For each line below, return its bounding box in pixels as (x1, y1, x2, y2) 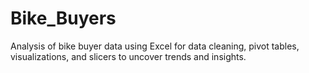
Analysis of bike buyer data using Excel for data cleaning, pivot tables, (10, 40, 300, 52)
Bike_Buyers (10, 7, 117, 30)
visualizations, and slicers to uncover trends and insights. (10, 50, 247, 62)
